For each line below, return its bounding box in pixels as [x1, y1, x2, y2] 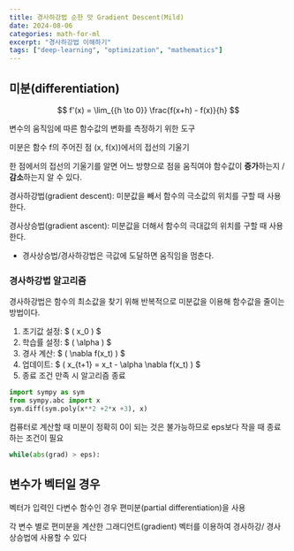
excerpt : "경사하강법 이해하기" [9, 37, 112, 47]
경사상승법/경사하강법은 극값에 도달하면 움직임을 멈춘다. [21, 249, 215, 261]
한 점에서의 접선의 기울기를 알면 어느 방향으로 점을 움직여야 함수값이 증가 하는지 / [9, 160, 285, 171]
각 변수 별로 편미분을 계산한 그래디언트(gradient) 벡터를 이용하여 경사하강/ [9, 521, 265, 532]
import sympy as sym [9, 388, 86, 397]
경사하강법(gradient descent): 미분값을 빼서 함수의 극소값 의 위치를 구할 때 [9, 190, 265, 201]
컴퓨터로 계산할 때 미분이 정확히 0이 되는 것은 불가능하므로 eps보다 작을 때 [9, 421, 265, 432]
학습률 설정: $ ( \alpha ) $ [21, 337, 112, 348]
